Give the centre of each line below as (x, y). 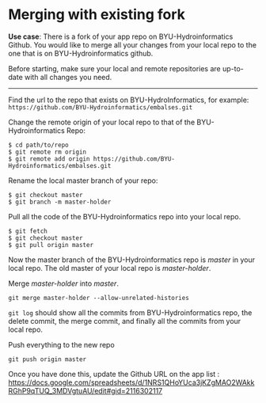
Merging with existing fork (97, 15)
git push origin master (47, 359)
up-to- (233, 68)
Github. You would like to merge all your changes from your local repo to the (133, 44)
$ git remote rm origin (47, 152)
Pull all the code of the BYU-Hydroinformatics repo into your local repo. (125, 216)
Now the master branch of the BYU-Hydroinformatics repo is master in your (132, 260)
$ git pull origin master (51, 245)
